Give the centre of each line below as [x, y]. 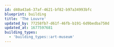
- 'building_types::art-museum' [42, 37]
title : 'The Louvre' [26, 19]
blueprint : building [26, 14]
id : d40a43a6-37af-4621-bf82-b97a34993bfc [48, 10]
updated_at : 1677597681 [29, 28]
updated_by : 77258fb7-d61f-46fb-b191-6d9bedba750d [57, 23]
